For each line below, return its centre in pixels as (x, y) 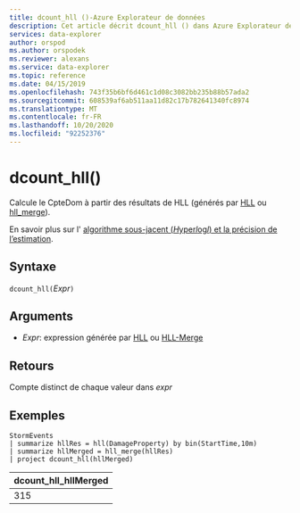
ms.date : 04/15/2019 (48, 84)
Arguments (42, 316)
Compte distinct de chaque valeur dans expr (91, 387)
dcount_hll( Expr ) (42, 288)
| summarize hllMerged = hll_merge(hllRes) (92, 451)
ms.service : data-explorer (59, 68)
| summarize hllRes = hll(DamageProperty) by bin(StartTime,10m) (133, 444)
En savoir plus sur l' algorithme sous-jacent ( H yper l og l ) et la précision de (143, 229)
